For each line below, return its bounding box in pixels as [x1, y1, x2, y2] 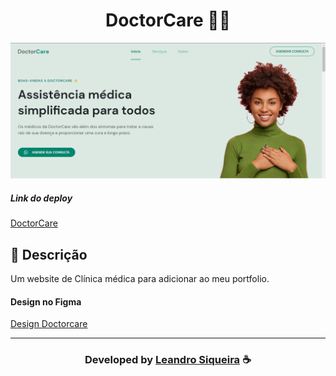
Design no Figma [10, 295, 82, 308]
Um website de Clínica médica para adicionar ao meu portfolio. [10, 273, 270, 285]
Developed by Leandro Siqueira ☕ [84, 353, 252, 367]
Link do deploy [10, 192, 73, 204]
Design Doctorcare [10, 318, 88, 330]
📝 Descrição [10, 246, 88, 263]
